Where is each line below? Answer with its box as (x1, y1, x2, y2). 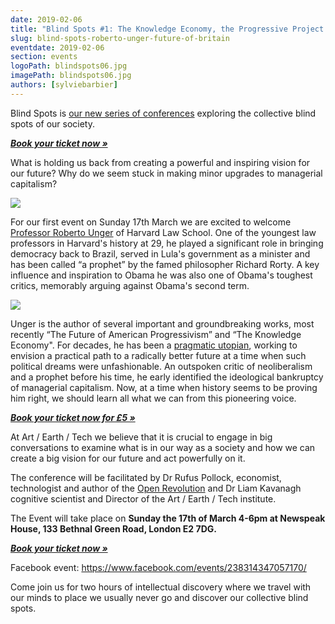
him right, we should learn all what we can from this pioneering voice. (10, 392, 297, 404)
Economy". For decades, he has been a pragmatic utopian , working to (10, 339, 298, 351)
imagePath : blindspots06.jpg (10, 71, 132, 81)
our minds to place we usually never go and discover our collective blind (10, 591, 309, 603)
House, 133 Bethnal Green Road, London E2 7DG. (10, 522, 217, 535)
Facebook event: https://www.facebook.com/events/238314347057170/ (10, 561, 307, 573)
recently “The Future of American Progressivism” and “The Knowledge (10, 328, 302, 340)
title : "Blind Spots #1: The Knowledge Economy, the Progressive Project (10, 24, 325, 34)
